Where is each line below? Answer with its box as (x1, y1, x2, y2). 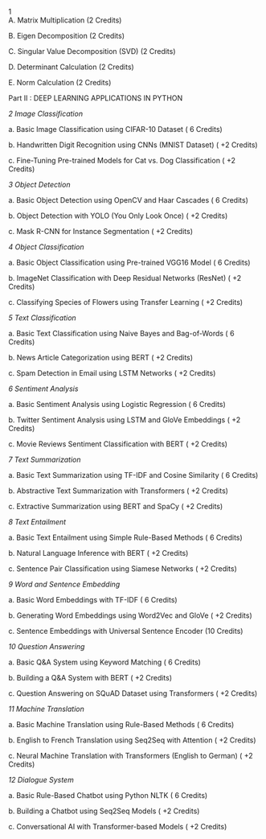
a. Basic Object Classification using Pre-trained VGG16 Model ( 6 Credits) (8, 257, 251, 267)
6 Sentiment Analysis (8, 384, 79, 393)
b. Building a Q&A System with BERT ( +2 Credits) (8, 673, 173, 682)
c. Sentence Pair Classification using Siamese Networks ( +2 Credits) (8, 564, 237, 574)
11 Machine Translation (8, 704, 84, 714)
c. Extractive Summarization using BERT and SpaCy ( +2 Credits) (8, 502, 223, 511)
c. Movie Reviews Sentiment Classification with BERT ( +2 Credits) (8, 439, 227, 449)
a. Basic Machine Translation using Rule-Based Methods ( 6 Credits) (8, 720, 235, 729)
